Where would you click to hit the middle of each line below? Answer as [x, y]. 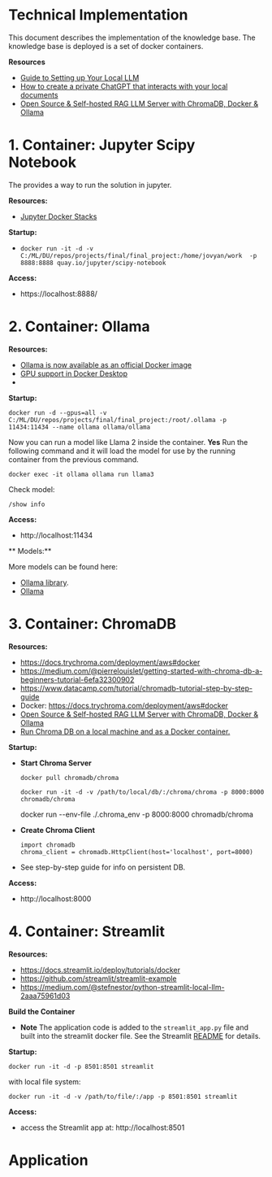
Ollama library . [44, 582]
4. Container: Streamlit [86, 931]
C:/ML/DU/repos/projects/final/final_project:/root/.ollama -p [118, 420]
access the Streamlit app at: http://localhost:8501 [102, 1127]
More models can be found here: [63, 566]
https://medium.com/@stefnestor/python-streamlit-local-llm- [122, 987]
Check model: [32, 489]
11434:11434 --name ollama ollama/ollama [80, 427]
